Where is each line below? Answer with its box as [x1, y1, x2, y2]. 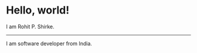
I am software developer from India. [6, 39, 93, 47]
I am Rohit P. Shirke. [6, 23, 55, 30]
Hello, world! [6, 4, 70, 17]
